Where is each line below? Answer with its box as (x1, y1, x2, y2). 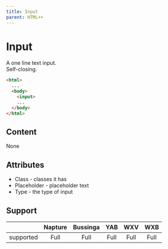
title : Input (6, 8, 38, 15)
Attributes (6, 160, 44, 170)
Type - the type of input (14, 188, 73, 196)
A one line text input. (6, 59, 57, 67)
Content (6, 127, 37, 137)
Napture (43, 223, 67, 231)
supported (9, 233, 38, 241)
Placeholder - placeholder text (14, 182, 89, 189)
